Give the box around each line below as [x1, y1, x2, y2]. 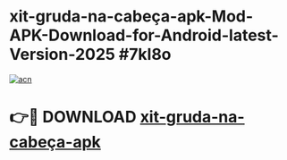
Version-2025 [9, 45, 116, 64]
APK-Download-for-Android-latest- [9, 25, 279, 46]
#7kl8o [118, 45, 172, 64]
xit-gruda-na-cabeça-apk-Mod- [9, 6, 254, 27]
